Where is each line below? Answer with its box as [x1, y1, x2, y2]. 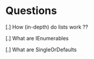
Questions [5, 4, 57, 18]
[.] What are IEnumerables [5, 34, 69, 41]
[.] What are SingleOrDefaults [5, 46, 77, 53]
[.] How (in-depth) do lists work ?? [5, 23, 89, 30]
